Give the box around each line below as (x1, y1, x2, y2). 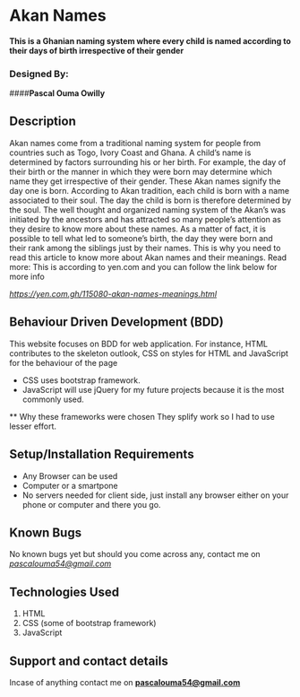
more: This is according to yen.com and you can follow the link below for (9, 261, 278, 272)
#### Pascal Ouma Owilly (9, 88, 106, 99)
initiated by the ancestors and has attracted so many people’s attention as (9, 213, 282, 224)
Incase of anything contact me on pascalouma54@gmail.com (9, 676, 241, 687)
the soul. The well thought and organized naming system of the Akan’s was (9, 204, 287, 215)
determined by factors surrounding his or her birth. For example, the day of (9, 156, 287, 167)
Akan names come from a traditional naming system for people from (9, 137, 261, 148)
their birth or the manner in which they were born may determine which (9, 166, 273, 177)
